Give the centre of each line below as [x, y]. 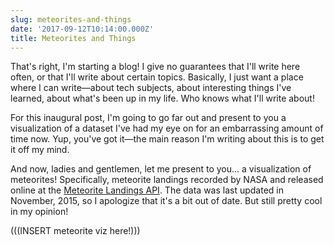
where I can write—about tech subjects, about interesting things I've [151, 88]
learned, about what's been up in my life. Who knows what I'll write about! [162, 98]
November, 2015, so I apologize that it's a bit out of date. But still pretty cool [166, 201]
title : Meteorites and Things [73, 38]
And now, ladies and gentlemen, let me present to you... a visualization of [161, 169]
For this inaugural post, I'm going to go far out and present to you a [148, 118]
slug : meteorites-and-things [71, 19]
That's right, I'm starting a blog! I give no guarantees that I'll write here [155, 67]
